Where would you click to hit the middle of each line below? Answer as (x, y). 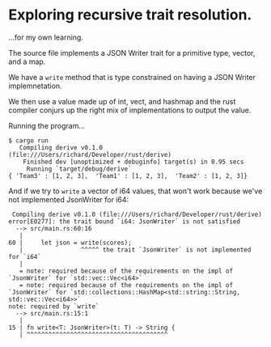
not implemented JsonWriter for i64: (69, 199)
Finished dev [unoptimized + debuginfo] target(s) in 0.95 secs (133, 162)
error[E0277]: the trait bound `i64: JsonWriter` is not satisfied (125, 221)
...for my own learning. (46, 37)
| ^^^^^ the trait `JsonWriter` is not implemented (135, 250)
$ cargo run (28, 140)
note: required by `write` (54, 306)
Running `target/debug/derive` (79, 169)
